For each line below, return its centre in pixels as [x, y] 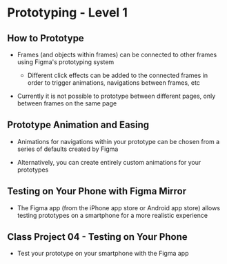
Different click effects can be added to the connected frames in [118, 75]
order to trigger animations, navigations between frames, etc [113, 83]
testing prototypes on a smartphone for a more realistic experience [112, 215]
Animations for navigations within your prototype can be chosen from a [118, 141]
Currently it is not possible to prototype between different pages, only [116, 96]
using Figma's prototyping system [66, 62]
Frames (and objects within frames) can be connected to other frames [117, 54]
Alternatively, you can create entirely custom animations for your [109, 162]
